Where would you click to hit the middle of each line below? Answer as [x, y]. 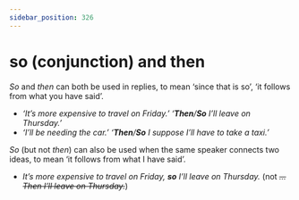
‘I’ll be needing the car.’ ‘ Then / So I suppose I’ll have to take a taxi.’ [146, 132]
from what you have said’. [57, 96]
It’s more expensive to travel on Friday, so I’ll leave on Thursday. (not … [154, 176]
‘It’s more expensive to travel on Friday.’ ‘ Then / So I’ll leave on [136, 113]
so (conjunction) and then [107, 61]
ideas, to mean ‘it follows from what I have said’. [98, 159]
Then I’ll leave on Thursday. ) [75, 186]
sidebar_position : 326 [51, 17]
